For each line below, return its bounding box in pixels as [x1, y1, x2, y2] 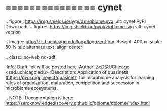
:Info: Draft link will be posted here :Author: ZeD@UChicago [5, 64, 130, 70]
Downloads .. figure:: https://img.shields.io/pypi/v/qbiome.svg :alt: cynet [5, 23, 156, 29]
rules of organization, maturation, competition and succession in [5, 80, 140, 86]
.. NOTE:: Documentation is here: [5, 95, 74, 101]
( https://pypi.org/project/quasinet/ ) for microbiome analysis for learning [5, 74, 155, 80]
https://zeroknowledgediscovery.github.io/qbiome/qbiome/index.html [5, 100, 150, 106]
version [5, 29, 21, 35]
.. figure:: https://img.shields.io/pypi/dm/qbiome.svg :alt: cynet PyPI [5, 18, 146, 24]
